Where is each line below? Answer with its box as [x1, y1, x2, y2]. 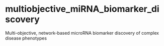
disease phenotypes [5, 35, 47, 41]
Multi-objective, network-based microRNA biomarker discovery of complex [5, 30, 159, 36]
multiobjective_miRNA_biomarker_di [5, 3, 160, 15]
